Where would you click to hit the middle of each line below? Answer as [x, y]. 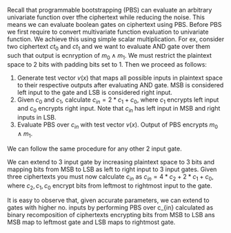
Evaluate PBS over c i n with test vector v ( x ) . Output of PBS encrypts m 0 [118, 125]
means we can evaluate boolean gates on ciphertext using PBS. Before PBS [114, 24]
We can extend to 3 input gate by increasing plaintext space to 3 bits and [111, 162]
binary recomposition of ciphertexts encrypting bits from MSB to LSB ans [111, 215]
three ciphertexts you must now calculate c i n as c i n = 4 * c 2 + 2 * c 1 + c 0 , [110, 177]
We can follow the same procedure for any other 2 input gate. [94, 148]
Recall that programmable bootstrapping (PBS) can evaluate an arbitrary [110, 10]
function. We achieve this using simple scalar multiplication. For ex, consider [116, 39]
